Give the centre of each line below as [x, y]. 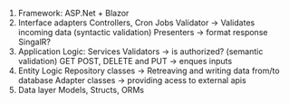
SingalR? [34, 42]
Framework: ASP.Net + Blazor [73, 13]
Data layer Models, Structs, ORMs [81, 90]
